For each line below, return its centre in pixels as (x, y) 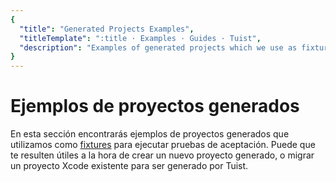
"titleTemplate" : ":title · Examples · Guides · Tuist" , (140, 38)
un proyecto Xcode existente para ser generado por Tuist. (129, 166)
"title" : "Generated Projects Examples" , (107, 29)
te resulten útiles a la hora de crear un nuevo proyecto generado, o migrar (162, 155)
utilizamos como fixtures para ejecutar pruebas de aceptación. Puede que (163, 145)
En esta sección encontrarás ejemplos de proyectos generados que (150, 134)
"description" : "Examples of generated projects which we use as (158, 47)
